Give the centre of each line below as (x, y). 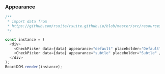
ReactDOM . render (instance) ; (34, 67)
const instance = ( (25, 39)
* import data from (27, 22)
